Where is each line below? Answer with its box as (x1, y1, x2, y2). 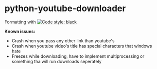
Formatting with (4, 19, 36, 25)
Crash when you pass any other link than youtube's (11, 37, 115, 44)
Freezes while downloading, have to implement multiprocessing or (11, 53, 144, 59)
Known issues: (4, 28, 35, 34)
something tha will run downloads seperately (11, 58, 102, 64)
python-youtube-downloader (4, 3, 126, 14)
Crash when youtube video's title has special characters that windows (11, 43, 152, 49)
